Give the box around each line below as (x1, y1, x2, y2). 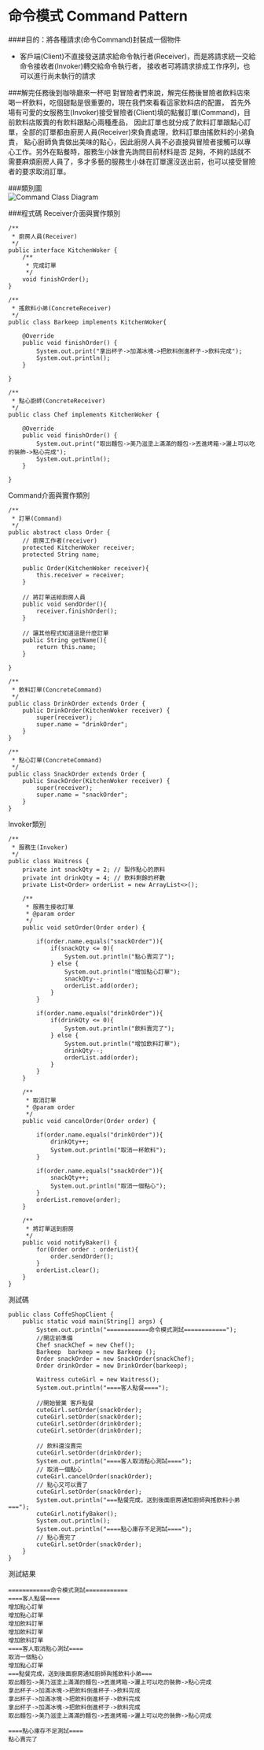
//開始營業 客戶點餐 (36, 1399, 94, 1407)
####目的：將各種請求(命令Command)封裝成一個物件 (8, 35, 181, 44)
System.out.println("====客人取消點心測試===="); (36, 1457, 192, 1465)
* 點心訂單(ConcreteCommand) (11, 756, 102, 764)
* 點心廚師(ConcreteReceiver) (11, 397, 106, 405)
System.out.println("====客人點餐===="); (36, 1384, 169, 1392)
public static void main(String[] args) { (22, 1317, 163, 1325)
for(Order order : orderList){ (36, 1245, 139, 1253)
